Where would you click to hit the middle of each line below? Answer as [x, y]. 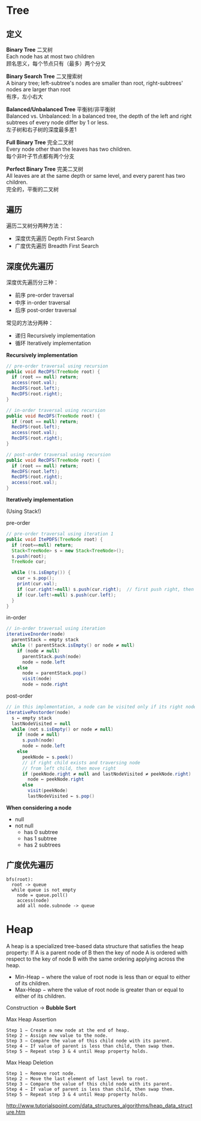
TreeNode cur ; [29, 562]
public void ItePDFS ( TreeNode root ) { [54, 539]
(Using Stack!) [24, 511]
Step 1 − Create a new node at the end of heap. [68, 1030]
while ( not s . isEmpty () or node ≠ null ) [63, 729]
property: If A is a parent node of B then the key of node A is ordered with [97, 952]
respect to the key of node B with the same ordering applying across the [95, 959]
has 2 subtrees [42, 845]
